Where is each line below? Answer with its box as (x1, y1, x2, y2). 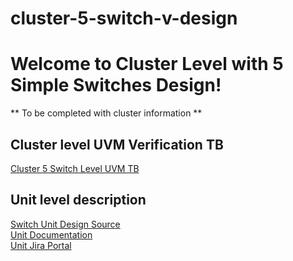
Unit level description (10, 192, 147, 209)
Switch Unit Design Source (10, 218, 121, 230)
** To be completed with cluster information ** (10, 107, 203, 119)
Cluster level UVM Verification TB (10, 136, 224, 153)
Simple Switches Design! (10, 74, 222, 97)
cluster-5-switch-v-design (10, 7, 238, 30)
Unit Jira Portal (10, 239, 72, 251)
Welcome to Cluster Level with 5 (10, 53, 284, 76)
